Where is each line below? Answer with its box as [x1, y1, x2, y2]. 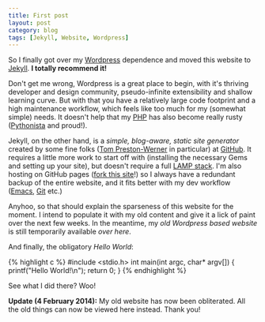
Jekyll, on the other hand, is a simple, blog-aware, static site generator [8, 136, 240, 146]
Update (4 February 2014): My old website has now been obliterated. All [8, 297, 246, 306]
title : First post [8, 11, 69, 20]
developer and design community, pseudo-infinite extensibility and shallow [8, 88, 253, 97]
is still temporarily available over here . [8, 227, 132, 237]
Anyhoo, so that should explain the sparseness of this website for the [8, 202, 234, 212]
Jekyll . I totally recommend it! [8, 64, 108, 73]
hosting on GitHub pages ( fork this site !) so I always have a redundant [8, 170, 236, 179]
